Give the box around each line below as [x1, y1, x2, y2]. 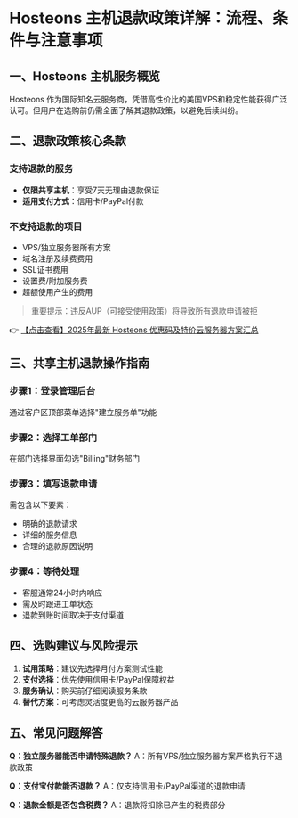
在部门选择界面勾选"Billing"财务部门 [9, 453, 141, 463]
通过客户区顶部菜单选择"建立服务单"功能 [9, 406, 157, 417]
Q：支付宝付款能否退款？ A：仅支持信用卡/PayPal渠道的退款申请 [9, 781, 246, 791]
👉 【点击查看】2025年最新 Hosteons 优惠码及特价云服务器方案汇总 [9, 324, 259, 335]
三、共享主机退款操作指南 [9, 356, 149, 371]
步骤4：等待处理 [9, 565, 80, 577]
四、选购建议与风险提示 [9, 638, 138, 653]
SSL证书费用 [21, 264, 68, 274]
